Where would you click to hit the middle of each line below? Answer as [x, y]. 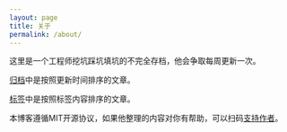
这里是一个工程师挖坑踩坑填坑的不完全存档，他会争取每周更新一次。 [135, 61]
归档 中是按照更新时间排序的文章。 [72, 80]
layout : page [34, 18]
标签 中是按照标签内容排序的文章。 [72, 99]
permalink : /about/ [46, 34]
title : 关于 [30, 26]
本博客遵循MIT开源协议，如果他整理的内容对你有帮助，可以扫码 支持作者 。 [146, 119]
